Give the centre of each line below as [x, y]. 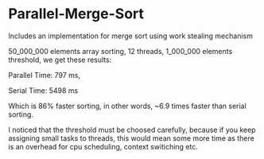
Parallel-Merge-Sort [76, 14]
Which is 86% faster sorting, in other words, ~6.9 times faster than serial [127, 106]
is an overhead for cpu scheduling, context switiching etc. [103, 146]
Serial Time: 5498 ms [43, 90]
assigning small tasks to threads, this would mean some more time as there [131, 138]
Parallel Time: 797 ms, [45, 75]
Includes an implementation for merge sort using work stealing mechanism [130, 36]
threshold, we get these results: [60, 60]
